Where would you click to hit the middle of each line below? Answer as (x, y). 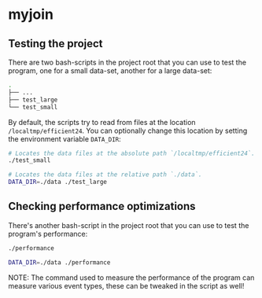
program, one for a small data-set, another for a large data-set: (110, 71)
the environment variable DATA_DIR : (65, 138)
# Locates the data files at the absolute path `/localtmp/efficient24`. (132, 153)
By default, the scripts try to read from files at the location (102, 122)
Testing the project (56, 44)
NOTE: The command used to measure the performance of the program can (131, 278)
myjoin (31, 15)
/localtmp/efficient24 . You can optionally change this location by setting (128, 131)
